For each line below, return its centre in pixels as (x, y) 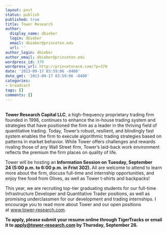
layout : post (19, 10)
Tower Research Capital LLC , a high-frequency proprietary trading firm (80, 115)
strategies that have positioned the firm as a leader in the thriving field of (81, 125)
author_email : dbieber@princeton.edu (45, 57)
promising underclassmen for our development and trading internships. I (81, 199)
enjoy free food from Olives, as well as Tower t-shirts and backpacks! (78, 179)
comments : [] (19, 95)
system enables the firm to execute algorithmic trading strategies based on (83, 136)
